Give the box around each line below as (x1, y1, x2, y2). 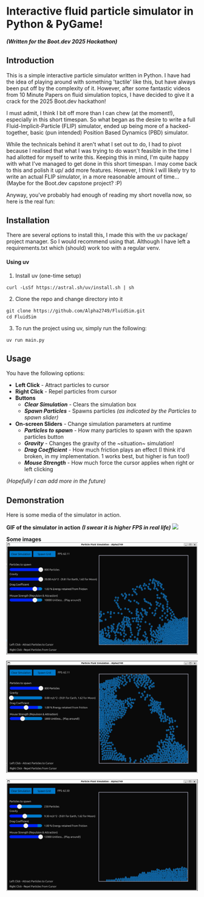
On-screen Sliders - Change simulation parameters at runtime (15, 420, 172, 428)
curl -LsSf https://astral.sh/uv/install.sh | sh (6, 285, 135, 291)
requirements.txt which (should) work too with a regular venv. (6, 244, 160, 252)
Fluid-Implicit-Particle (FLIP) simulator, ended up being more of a (6, 122, 169, 129)
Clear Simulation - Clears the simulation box (24, 401, 137, 408)
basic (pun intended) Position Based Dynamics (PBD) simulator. (30, 129, 189, 136)
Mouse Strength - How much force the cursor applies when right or (24, 459, 194, 467)
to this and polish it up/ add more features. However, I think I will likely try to (6, 166, 196, 174)
